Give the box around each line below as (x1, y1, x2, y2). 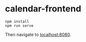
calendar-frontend (5, 3, 82, 14)
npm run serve (5, 23, 34, 28)
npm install (5, 19, 29, 24)
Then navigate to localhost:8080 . (5, 31, 71, 37)
